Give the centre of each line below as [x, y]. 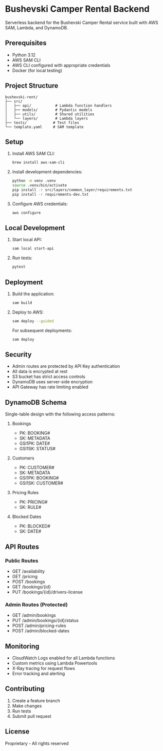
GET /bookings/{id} [31, 586]
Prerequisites [26, 43]
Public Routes [22, 561]
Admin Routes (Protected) [36, 605]
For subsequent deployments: [42, 330]
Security [18, 355]
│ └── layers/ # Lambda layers [47, 118]
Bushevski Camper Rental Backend [77, 9]
